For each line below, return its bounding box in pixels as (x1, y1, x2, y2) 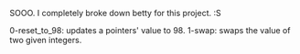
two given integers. (9, 35, 82, 45)
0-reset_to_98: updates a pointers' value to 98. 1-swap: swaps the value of (9, 25, 291, 35)
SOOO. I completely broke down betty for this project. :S (9, 8, 221, 18)
